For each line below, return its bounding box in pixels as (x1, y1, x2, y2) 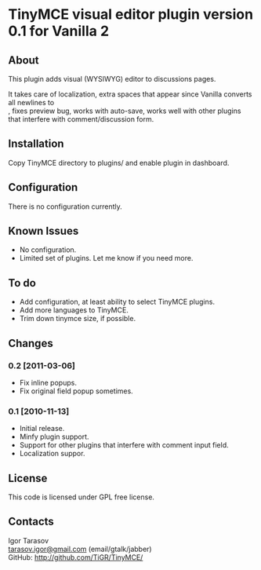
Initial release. (19, 424, 65, 433)
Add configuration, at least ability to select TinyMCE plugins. (19, 297, 216, 307)
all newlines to (8, 98, 55, 107)
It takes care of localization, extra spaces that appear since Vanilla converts (8, 90, 252, 99)
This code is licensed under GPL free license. (8, 492, 155, 502)
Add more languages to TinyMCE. (19, 305, 129, 315)
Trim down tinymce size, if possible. (19, 314, 136, 323)
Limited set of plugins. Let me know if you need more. (19, 254, 194, 263)
